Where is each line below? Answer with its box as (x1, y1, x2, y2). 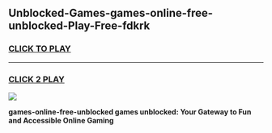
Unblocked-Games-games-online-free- (8, 6, 213, 20)
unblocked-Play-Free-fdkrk (8, 19, 151, 33)
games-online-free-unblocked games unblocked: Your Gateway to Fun (8, 106, 252, 116)
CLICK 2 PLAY (8, 73, 65, 85)
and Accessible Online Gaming (8, 115, 114, 125)
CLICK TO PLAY (8, 44, 71, 55)
